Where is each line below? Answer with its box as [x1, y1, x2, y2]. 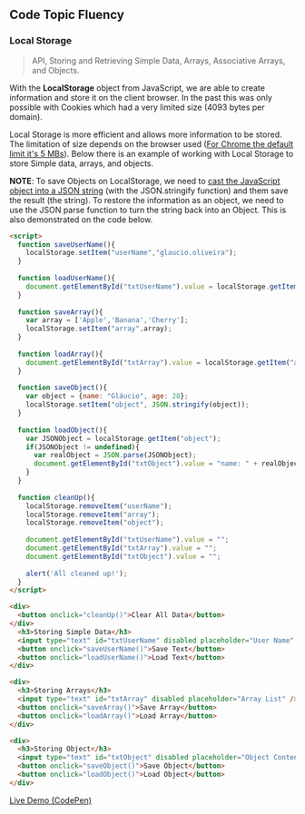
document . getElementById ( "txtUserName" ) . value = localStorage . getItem [25, 281, 299, 291]
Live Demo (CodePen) [9, 794, 93, 806]
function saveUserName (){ [17, 240, 116, 249]
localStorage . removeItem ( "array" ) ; [25, 510, 161, 519]
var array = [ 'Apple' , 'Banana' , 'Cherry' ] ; [25, 316, 189, 325]
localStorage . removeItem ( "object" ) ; [25, 518, 165, 527]
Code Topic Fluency [9, 7, 124, 23]
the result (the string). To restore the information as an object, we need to [9, 194, 284, 205]
